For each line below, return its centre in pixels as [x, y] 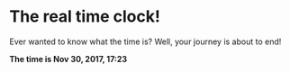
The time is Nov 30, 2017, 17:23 [68, 59]
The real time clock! [85, 17]
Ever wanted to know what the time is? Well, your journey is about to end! [145, 41]
